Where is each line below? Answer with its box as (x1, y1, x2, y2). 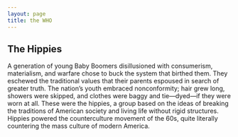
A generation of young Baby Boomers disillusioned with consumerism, (7, 61, 213, 71)
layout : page (7, 10, 46, 18)
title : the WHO (7, 17, 53, 24)
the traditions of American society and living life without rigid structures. (7, 107, 219, 115)
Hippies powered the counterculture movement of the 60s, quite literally (7, 114, 218, 123)
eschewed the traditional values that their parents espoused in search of (7, 77, 220, 85)
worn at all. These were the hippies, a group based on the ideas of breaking (7, 100, 229, 108)
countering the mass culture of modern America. (7, 121, 151, 131)
